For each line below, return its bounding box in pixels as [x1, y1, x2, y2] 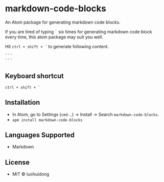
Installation [5, 98, 40, 107]
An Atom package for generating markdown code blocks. [5, 19, 121, 25]
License [5, 158, 30, 166]
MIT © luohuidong [12, 171, 49, 177]
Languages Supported [5, 131, 75, 139]
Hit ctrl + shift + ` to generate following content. [5, 43, 109, 49]
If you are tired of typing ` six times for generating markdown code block [5, 29, 152, 34]
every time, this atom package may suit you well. [5, 34, 104, 40]
